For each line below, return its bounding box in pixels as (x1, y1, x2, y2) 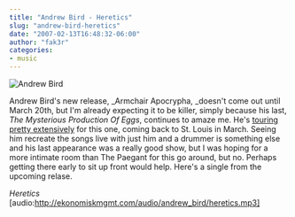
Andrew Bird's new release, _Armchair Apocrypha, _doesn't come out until (9, 96, 281, 106)
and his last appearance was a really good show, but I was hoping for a (9, 143, 268, 153)
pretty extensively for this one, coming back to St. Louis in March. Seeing (9, 124, 276, 134)
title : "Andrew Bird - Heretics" (9, 12, 133, 22)
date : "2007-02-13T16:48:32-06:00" (9, 29, 141, 38)
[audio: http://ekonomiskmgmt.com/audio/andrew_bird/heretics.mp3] (9, 198, 260, 208)
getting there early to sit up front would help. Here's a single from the (9, 161, 262, 172)
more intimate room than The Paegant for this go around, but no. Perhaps (9, 152, 277, 162)
